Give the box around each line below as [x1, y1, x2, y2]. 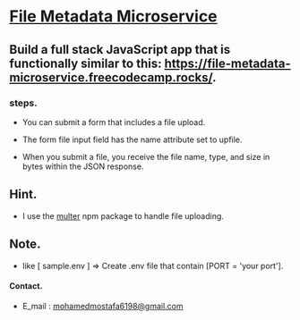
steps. [9, 97, 38, 109]
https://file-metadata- [164, 55, 291, 71]
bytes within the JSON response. [21, 161, 144, 172]
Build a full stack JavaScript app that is [9, 42, 231, 57]
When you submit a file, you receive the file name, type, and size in [21, 151, 270, 162]
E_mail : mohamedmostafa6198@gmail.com [21, 300, 184, 311]
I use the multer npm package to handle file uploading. [21, 210, 224, 221]
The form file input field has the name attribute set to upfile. [21, 134, 243, 145]
